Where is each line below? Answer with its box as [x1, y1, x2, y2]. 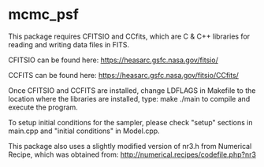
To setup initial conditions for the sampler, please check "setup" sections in [8, 117, 253, 127]
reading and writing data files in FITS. [8, 39, 130, 49]
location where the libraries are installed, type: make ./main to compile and [8, 94, 251, 103]
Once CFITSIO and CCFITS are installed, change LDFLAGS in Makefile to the [8, 85, 256, 95]
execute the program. [8, 102, 79, 112]
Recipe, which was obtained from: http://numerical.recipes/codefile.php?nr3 [8, 150, 256, 159]
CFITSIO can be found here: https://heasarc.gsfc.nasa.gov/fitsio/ [8, 55, 218, 65]
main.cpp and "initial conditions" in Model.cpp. [8, 126, 160, 135]
